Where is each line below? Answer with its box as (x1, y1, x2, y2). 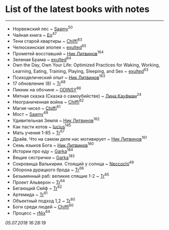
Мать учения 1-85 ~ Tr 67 (12, 129, 65, 136)
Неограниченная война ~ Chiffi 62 (12, 98, 84, 105)
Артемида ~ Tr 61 (12, 191, 48, 197)
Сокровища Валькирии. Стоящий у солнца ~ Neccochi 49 (12, 160, 134, 167)
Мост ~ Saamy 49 (12, 110, 48, 118)
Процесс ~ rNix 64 (12, 209, 50, 216)
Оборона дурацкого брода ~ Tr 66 (12, 166, 84, 173)
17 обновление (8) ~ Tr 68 (12, 79, 66, 86)
